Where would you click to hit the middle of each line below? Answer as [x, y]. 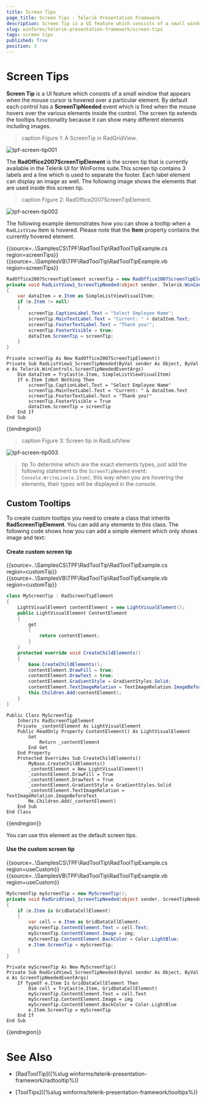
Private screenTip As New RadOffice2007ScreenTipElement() [83, 359]
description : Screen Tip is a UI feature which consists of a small [96, 23]
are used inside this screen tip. [45, 188]
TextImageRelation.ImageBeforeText [52, 796]
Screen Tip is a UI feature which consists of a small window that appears [99, 93]
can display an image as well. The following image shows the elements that [101, 181]
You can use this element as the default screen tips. [72, 835]
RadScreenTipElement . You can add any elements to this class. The [93, 524]
